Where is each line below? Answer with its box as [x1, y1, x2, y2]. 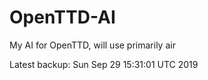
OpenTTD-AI [9, 6, 116, 29]
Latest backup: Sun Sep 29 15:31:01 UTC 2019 [9, 58, 199, 70]
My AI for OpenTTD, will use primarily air [9, 39, 176, 51]
